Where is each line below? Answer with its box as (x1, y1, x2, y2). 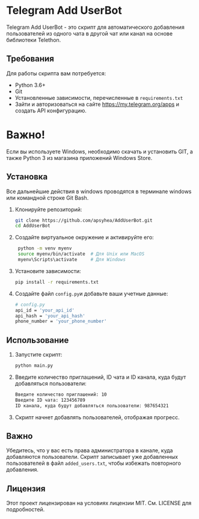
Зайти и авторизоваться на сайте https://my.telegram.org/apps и (14, 100, 179, 108)
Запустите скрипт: (14, 351, 63, 358)
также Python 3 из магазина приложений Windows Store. (6, 154, 153, 161)
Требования (6, 54, 54, 64)
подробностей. (6, 506, 45, 513)
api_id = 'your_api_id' (14, 307, 75, 313)
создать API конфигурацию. (14, 106, 87, 114)
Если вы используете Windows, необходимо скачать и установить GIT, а (6, 148, 194, 155)
